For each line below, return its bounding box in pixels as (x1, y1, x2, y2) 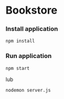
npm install (5, 38, 35, 44)
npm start (5, 65, 30, 71)
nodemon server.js (5, 87, 51, 93)
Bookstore (5, 4, 57, 17)
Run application (5, 52, 52, 60)
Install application (5, 25, 59, 33)
